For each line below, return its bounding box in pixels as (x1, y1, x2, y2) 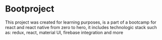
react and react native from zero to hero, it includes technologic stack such (5, 24, 157, 30)
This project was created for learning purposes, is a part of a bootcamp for (5, 19, 157, 25)
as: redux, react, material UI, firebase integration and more (5, 29, 124, 35)
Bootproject (5, 3, 54, 14)
